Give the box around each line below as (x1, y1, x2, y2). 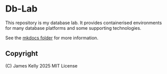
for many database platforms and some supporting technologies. (5, 25, 142, 31)
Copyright (5, 49, 38, 58)
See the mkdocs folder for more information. (5, 35, 98, 41)
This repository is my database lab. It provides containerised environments (5, 20, 162, 26)
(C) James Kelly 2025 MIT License (5, 62, 78, 68)
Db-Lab (5, 3, 38, 15)
